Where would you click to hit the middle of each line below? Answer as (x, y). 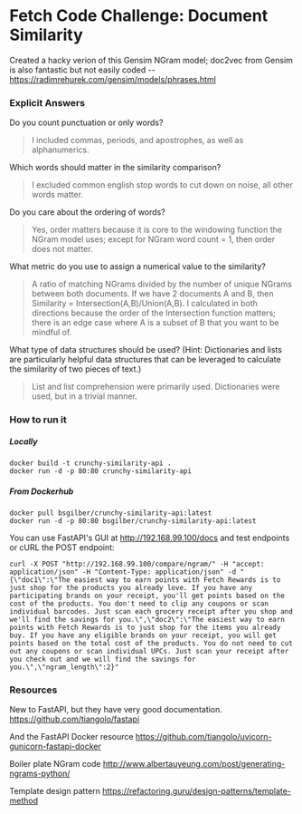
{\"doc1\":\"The (40, 580)
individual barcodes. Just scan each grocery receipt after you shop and (151, 612)
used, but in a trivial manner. (85, 396)
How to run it (38, 420)
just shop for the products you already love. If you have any (131, 588)
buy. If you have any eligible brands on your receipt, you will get (143, 635)
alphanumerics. (60, 150)
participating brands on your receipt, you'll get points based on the (147, 596)
